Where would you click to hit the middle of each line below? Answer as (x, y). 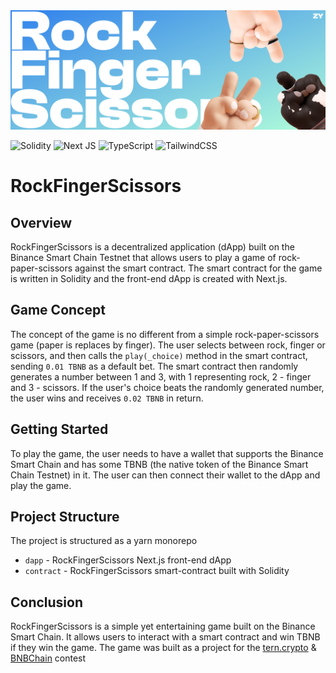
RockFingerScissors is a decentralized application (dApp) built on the (152, 246)
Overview (41, 222)
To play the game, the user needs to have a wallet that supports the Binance (167, 453)
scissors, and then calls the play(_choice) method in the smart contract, (159, 355)
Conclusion (47, 602)
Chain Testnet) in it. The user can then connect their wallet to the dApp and (165, 475)
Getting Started (59, 429)
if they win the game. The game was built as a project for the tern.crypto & (163, 648)
